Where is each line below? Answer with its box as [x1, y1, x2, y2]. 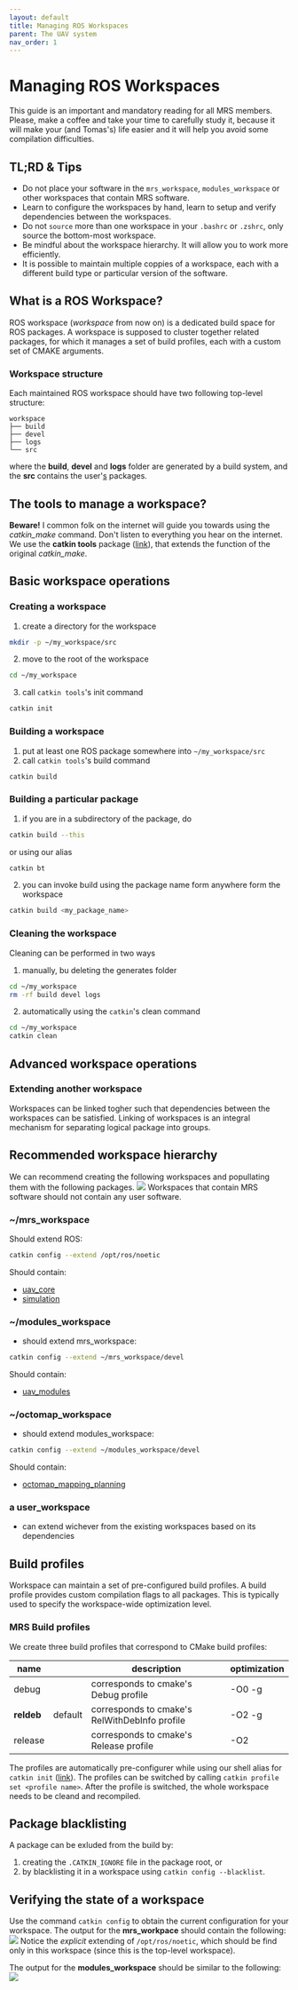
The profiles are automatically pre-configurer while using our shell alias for [9, 1762, 282, 1772]
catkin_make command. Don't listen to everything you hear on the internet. [9, 529, 283, 540]
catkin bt [9, 863, 46, 873]
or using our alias [9, 846, 73, 857]
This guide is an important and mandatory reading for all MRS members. [9, 106, 273, 116]
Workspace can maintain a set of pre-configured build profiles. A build [9, 1580, 267, 1590]
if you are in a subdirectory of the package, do [21, 813, 192, 824]
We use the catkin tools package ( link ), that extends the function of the [9, 538, 271, 549]
